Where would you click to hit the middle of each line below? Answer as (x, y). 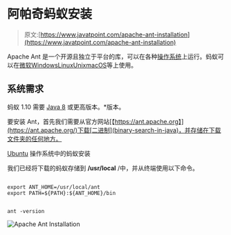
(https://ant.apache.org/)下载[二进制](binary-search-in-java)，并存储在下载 (114, 130)
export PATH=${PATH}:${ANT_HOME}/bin (62, 193)
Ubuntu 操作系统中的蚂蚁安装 (49, 153)
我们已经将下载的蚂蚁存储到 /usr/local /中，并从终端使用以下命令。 (103, 168)
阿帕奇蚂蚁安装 (50, 14)
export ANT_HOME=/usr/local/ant (54, 187)
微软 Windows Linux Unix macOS (63, 65)
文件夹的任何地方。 (35, 139)
